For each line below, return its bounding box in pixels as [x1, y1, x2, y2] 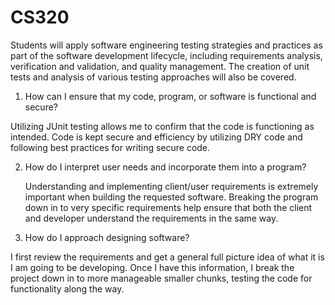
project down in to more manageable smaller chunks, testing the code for [10, 272, 313, 284]
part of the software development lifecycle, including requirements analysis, [10, 49, 323, 61]
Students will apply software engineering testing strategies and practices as [10, 39, 323, 51]
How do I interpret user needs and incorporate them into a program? [24, 161, 307, 173]
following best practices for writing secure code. [10, 141, 211, 153]
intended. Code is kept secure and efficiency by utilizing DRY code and [10, 131, 303, 143]
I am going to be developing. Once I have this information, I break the [10, 261, 295, 273]
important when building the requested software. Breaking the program [24, 191, 319, 203]
